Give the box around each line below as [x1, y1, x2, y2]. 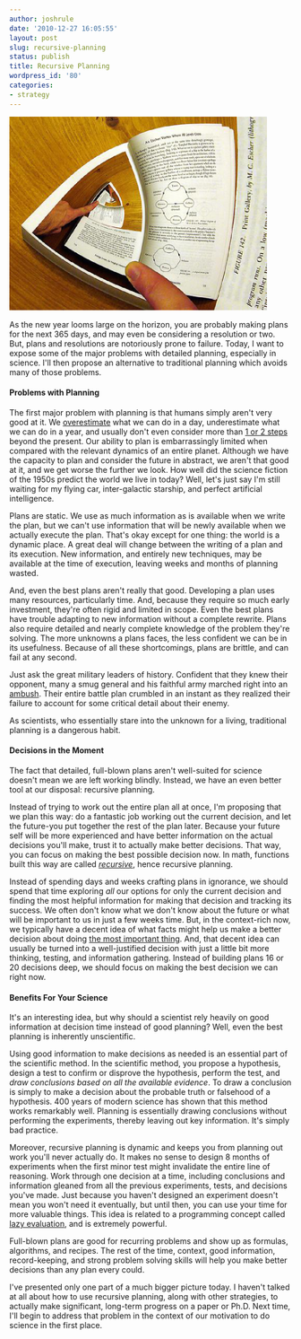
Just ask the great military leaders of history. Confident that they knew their [9, 669, 288, 679]
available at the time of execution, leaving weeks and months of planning [9, 557, 279, 569]
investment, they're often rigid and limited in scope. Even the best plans [9, 604, 274, 615]
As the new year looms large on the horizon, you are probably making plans [9, 319, 288, 329]
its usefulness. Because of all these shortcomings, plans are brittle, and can [9, 642, 289, 652]
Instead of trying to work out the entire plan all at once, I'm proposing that [9, 801, 282, 812]
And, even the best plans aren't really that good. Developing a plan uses [9, 584, 275, 596]
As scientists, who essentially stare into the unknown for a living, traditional [9, 714, 287, 726]
